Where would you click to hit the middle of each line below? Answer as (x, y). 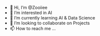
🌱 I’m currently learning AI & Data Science (52, 18)
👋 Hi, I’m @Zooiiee (29, 8)
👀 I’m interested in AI (31, 13)
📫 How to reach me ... (33, 28)
